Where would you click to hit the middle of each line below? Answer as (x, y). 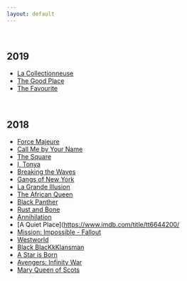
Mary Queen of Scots (48, 270)
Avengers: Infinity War (49, 263)
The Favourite (37, 89)
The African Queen (45, 194)
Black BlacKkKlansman (50, 247)
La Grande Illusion (43, 187)
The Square (34, 157)
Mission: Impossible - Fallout (59, 232)
